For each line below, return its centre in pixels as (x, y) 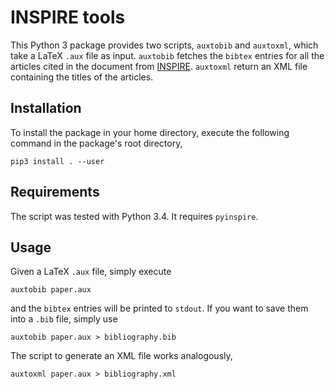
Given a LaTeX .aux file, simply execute (91, 272)
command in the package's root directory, (96, 143)
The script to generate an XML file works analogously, (121, 356)
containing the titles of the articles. (82, 77)
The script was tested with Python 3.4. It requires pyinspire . (134, 216)
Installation (46, 108)
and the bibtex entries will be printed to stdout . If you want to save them (159, 308)
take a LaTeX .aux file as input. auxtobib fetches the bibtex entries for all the (167, 55)
